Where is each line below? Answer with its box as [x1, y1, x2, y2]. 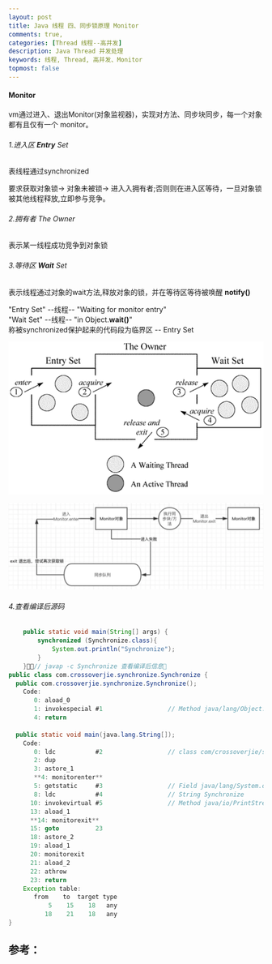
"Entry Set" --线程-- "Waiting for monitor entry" [8, 304, 168, 314]
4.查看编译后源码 [8, 601, 65, 611]
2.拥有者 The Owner [8, 213, 75, 223]
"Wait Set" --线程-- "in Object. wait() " [8, 315, 133, 324]
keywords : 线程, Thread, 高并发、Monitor [8, 56, 143, 64]
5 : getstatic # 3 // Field [33, 782, 198, 790]
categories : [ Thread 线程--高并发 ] [8, 39, 123, 47]
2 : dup [33, 756, 57, 765]
